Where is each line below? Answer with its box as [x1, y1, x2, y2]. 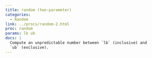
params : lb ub [5, 31, 36, 36]
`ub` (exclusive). [10, 45, 49, 50]
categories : [5, 12, 31, 17]
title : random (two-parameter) [5, 7, 72, 13]
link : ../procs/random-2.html [5, 21, 70, 27]
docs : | [5, 36, 22, 41]
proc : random [5, 26, 33, 31]
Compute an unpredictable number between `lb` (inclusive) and [10, 40, 147, 45]
